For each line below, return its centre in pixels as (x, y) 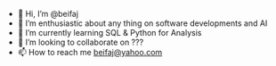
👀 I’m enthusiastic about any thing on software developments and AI (142, 23)
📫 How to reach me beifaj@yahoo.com (90, 52)
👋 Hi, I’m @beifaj (48, 14)
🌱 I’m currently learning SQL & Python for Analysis (110, 33)
